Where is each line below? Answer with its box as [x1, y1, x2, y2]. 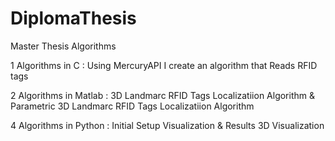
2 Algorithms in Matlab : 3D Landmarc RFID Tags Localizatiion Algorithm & [10, 89, 315, 101]
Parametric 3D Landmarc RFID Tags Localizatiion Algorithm [10, 100, 255, 112]
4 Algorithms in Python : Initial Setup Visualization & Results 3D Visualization [10, 119, 325, 131]
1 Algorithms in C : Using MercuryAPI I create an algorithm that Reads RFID [10, 59, 318, 71]
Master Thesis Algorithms [10, 40, 117, 52]
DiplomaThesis [10, 7, 137, 30]
